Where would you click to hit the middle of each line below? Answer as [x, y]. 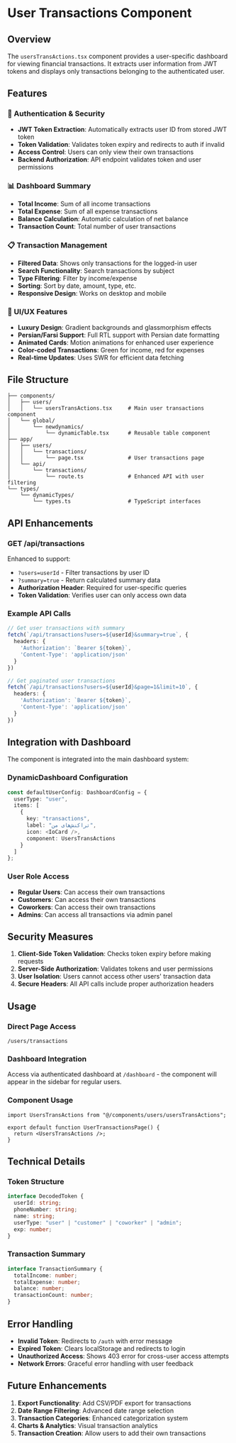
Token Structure [36, 1182]
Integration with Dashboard [69, 742]
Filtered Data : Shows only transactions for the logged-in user [107, 263]
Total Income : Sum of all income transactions [84, 204]
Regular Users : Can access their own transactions [91, 892]
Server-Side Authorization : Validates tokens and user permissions [116, 969]
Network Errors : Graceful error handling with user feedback [105, 1364]
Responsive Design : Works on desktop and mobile [92, 294]
